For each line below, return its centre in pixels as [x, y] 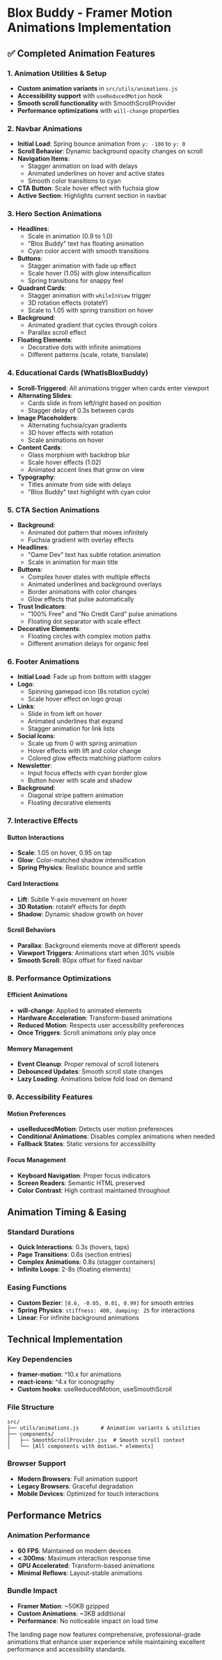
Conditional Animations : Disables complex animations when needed [116, 1136]
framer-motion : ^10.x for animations [69, 1374]
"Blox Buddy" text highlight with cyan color [89, 492]
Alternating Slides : [45, 395]
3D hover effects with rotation [70, 432]
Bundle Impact [32, 1591]
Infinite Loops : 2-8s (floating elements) [74, 1270]
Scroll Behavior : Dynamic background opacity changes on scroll [110, 151]
